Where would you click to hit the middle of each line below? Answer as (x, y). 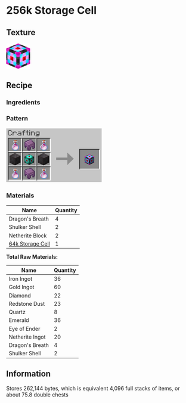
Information (29, 374)
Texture (21, 32)
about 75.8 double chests (37, 395)
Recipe (19, 86)
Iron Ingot (21, 279)
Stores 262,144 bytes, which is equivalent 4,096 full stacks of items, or (93, 388)
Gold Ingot (21, 287)
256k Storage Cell (52, 10)
